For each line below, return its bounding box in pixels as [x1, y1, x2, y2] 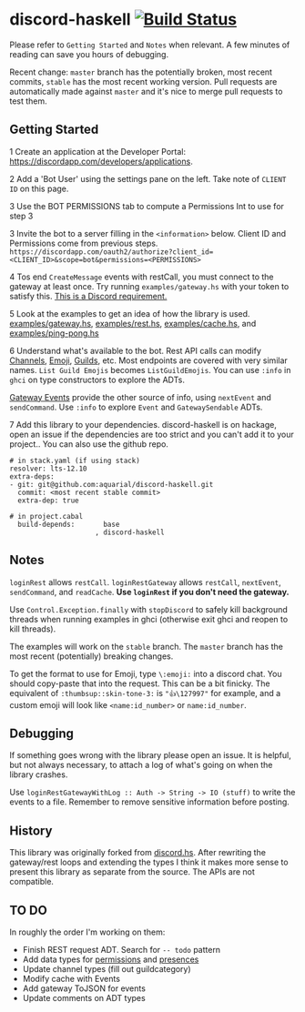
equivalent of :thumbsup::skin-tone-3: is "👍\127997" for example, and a [9, 687, 281, 698]
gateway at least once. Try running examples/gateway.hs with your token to [9, 280, 290, 291]
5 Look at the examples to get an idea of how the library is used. [9, 308, 250, 319]
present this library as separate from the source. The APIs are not [9, 866, 255, 877]
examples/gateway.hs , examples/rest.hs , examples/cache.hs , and [9, 318, 257, 329]
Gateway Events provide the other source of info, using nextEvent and [9, 391, 271, 402]
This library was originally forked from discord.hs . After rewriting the [9, 847, 267, 858]
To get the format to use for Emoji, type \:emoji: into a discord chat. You [9, 668, 282, 679]
